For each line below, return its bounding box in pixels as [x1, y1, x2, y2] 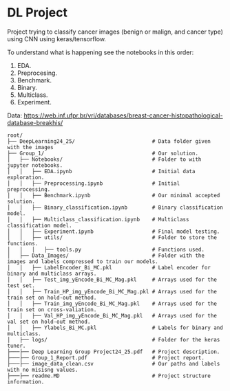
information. [7, 378, 45, 386]
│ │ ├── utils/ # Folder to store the [7, 234, 217, 241]
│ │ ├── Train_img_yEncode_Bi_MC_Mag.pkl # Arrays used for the [7, 300, 217, 307]
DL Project [7, 5, 67, 21]
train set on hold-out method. [7, 294, 97, 301]
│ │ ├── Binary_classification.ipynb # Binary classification [7, 204, 224, 211]
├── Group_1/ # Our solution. [7, 150, 198, 157]
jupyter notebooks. [7, 161, 63, 169]
